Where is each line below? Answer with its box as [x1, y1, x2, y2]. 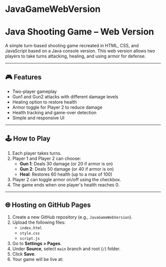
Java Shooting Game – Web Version [5, 26, 154, 38]
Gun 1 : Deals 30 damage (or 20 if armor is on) [19, 160, 113, 167]
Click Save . [12, 251, 36, 257]
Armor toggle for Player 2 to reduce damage [12, 104, 103, 110]
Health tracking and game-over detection [12, 109, 97, 115]
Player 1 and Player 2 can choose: [12, 155, 82, 161]
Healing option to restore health [12, 99, 77, 105]
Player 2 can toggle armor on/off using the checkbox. [12, 176, 122, 182]
